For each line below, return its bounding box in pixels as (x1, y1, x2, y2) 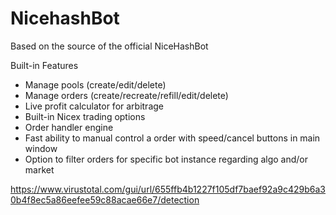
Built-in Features (10, 59, 79, 71)
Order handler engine (24, 121, 114, 133)
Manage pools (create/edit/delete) (24, 78, 167, 91)
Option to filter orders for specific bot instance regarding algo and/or (24, 153, 309, 165)
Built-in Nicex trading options (24, 110, 146, 122)
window (24, 142, 58, 154)
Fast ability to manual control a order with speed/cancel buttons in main (24, 132, 321, 144)
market (24, 163, 55, 176)
